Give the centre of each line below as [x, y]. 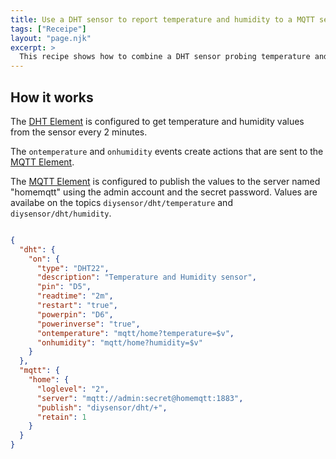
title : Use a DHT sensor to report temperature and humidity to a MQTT [162, 19]
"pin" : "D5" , [64, 287]
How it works [52, 97]
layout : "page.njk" [51, 38]
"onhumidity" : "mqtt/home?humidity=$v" [119, 342]
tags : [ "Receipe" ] [48, 29]
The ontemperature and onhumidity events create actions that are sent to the [167, 151]
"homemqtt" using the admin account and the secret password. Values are [164, 192]
